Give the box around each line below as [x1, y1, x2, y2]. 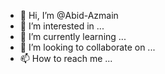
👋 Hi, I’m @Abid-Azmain [19, 10, 119, 21]
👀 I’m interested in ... [19, 20, 105, 32]
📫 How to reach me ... [19, 53, 113, 64]
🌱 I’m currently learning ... [19, 31, 127, 42]
